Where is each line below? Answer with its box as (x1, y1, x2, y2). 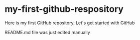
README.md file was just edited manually (4, 29, 90, 35)
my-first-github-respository (4, 3, 124, 15)
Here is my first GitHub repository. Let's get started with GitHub (4, 20, 135, 26)
